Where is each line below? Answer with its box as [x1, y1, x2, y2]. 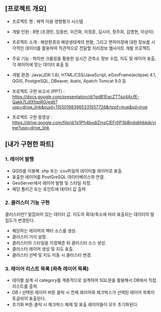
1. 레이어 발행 [5, 156, 34, 163]
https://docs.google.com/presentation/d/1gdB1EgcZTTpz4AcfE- [12, 94, 139, 100]
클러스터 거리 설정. [12, 234, 47, 240]
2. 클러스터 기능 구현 [5, 199, 50, 206]
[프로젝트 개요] [5, 4, 47, 13]
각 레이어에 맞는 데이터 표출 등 [12, 61, 69, 67]
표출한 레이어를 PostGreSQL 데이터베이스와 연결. [12, 174, 105, 180]
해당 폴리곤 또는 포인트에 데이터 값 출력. [12, 186, 87, 192]
